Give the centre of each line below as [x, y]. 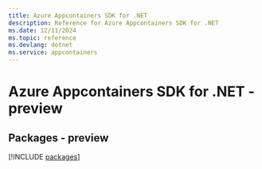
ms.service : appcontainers [53, 52]
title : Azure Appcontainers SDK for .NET [78, 15]
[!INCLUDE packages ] [44, 157]
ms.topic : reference [43, 38]
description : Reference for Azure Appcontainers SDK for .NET [113, 23]
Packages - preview [59, 138]
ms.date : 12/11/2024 [43, 30]
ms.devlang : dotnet [41, 45]
